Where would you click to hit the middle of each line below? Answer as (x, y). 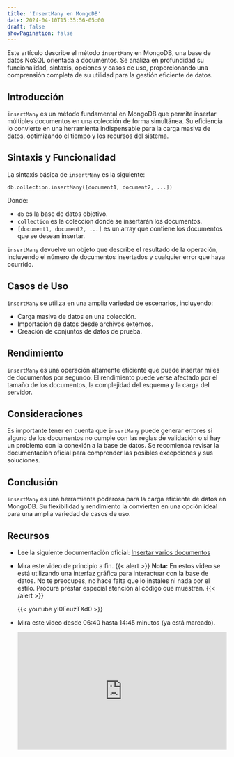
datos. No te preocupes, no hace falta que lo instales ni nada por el (114, 580)
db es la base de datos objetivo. (62, 214)
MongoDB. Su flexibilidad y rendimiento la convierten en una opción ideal (112, 506)
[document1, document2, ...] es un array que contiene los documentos (120, 228)
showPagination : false (40, 33)
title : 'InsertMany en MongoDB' (54, 14)
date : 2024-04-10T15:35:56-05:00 (56, 20)
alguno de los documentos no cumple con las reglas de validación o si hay (114, 438)
